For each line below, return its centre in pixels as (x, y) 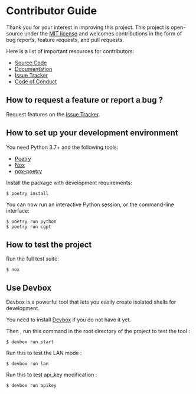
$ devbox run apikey (32, 386)
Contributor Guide (52, 11)
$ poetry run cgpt (29, 227)
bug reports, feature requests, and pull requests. (65, 40)
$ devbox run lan (27, 364)
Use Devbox (29, 288)
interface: (18, 210)
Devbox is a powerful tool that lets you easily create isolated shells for (91, 302)
